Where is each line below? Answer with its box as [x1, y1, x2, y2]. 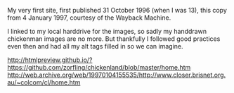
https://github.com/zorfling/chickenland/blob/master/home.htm [7, 63, 191, 71]
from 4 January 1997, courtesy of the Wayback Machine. [7, 13, 171, 22]
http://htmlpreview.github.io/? [7, 56, 93, 64]
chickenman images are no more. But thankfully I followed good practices [7, 35, 221, 43]
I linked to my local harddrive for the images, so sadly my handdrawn [7, 27, 207, 35]
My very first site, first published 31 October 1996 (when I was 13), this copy [7, 6, 227, 14]
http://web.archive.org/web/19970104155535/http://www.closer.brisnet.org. [7, 70, 226, 79]
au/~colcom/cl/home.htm [7, 78, 81, 87]
